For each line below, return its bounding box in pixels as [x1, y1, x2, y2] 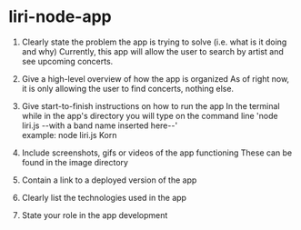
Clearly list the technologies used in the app [21, 192, 187, 203]
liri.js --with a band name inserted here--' [21, 120, 178, 131]
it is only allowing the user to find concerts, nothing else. [21, 83, 234, 94]
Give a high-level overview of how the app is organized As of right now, [21, 73, 290, 84]
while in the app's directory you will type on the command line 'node [21, 110, 278, 121]
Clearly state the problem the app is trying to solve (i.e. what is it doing [21, 36, 287, 47]
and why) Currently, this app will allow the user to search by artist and [21, 45, 284, 56]
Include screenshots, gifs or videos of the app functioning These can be [21, 147, 293, 158]
